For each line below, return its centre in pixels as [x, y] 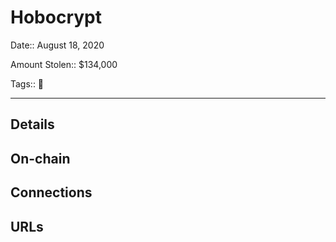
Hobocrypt [56, 17]
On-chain [40, 158]
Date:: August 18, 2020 [57, 45]
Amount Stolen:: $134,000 [64, 64]
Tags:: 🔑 [27, 83]
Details [32, 124]
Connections [51, 192]
